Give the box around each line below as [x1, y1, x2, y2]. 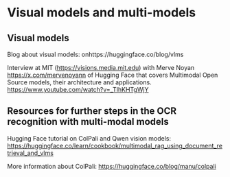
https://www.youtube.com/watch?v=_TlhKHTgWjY [7, 86, 149, 93]
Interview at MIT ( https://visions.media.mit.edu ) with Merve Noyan [7, 64, 195, 71]
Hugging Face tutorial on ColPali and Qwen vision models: [7, 134, 172, 142]
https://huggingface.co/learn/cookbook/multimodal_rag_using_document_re [7, 141, 223, 150]
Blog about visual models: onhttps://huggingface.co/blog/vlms [7, 50, 184, 58]
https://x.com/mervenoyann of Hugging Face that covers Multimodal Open [7, 71, 218, 79]
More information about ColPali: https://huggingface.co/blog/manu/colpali [7, 162, 216, 170]
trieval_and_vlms [7, 149, 54, 157]
